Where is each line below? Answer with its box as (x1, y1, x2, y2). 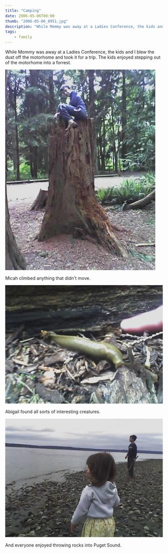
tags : (5, 29, 16, 35)
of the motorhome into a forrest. (5, 60, 71, 65)
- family (14, 35, 32, 40)
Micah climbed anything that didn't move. (5, 275, 91, 281)
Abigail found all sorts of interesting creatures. (5, 409, 101, 415)
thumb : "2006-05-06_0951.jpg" (5, 19, 68, 24)
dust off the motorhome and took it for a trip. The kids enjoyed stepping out (5, 54, 161, 60)
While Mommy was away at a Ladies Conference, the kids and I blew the (5, 49, 154, 55)
